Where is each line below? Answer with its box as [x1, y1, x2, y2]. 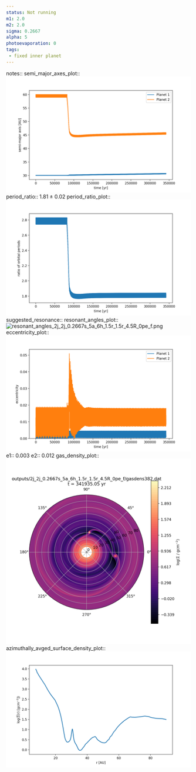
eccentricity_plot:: [6, 328, 49, 335]
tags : [6, 47, 19, 53]
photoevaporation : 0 [6, 41, 57, 46]
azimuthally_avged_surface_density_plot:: [6, 644, 106, 651]
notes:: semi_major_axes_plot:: [6, 69, 80, 76]
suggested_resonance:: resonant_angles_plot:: [6, 316, 119, 323]
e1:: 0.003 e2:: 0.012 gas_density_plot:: [6, 452, 100, 459]
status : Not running [6, 9, 57, 15]
